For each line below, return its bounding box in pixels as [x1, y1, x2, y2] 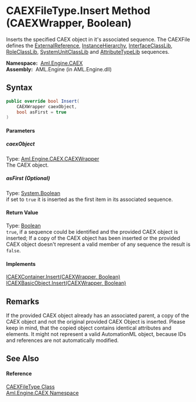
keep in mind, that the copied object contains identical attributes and [6, 324, 171, 331]
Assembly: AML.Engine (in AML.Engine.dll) [6, 65, 112, 72]
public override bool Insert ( [6, 98, 80, 104]
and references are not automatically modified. [6, 337, 119, 344]
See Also [6, 354, 39, 363]
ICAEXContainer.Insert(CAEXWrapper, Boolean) [6, 273, 121, 280]
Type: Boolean [6, 222, 41, 229]
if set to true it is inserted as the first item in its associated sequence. [6, 196, 173, 203]
